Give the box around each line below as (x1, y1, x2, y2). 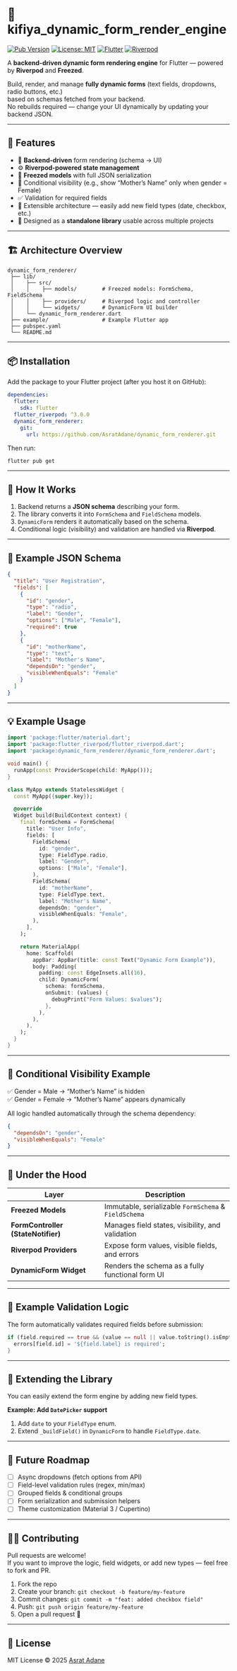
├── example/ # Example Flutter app (10, 316, 169, 323)
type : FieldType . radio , (38, 851, 109, 859)
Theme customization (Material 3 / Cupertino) (17, 1505, 151, 1513)
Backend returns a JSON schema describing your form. (17, 503, 180, 511)
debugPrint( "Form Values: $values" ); (51, 996, 162, 1003)
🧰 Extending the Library (7, 1373, 113, 1385)
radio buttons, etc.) (7, 87, 63, 96)
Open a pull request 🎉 (17, 1610, 81, 1619)
